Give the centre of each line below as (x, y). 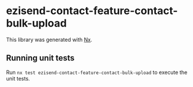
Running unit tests (40, 58)
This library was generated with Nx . (49, 39)
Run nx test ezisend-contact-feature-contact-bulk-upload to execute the (97, 72)
